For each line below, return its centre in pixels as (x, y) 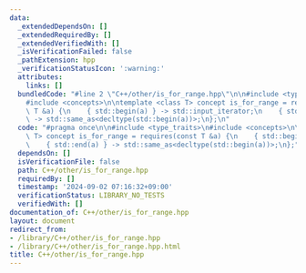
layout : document (42, 221)
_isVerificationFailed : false (75, 52)
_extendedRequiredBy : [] (65, 35)
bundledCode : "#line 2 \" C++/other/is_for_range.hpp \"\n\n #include (148, 94)
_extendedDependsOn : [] (62, 26)
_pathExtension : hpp (56, 60)
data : (20, 18)
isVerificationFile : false (69, 162)
